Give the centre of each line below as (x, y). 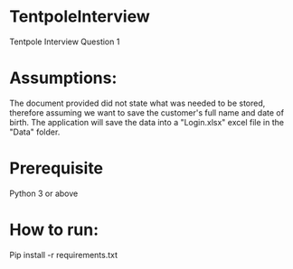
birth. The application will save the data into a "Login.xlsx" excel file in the (147, 122)
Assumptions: (63, 78)
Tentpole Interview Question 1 (65, 42)
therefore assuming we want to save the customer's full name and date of (147, 112)
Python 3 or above (44, 193)
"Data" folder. (35, 132)
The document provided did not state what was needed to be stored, (137, 103)
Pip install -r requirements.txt (64, 255)
